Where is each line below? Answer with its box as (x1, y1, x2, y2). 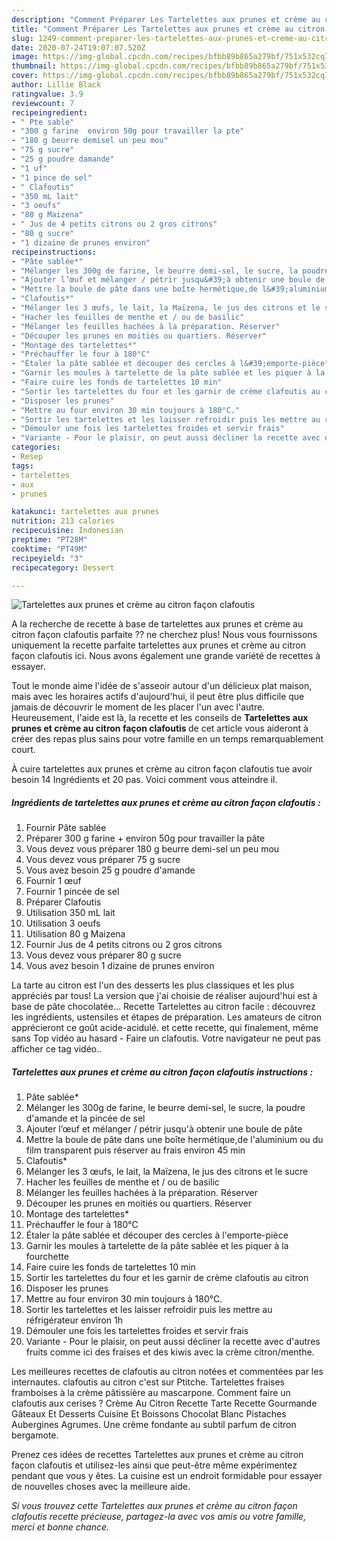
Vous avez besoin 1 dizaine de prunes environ (25, 960, 215, 972)
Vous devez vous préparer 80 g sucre (25, 949, 182, 961)
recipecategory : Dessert (11, 562, 115, 573)
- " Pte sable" (11, 117, 75, 127)
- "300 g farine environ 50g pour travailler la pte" (11, 126, 245, 136)
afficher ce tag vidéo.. (11, 1043, 103, 1055)
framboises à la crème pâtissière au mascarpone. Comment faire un (11, 1387, 291, 1399)
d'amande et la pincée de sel (25, 1112, 146, 1125)
